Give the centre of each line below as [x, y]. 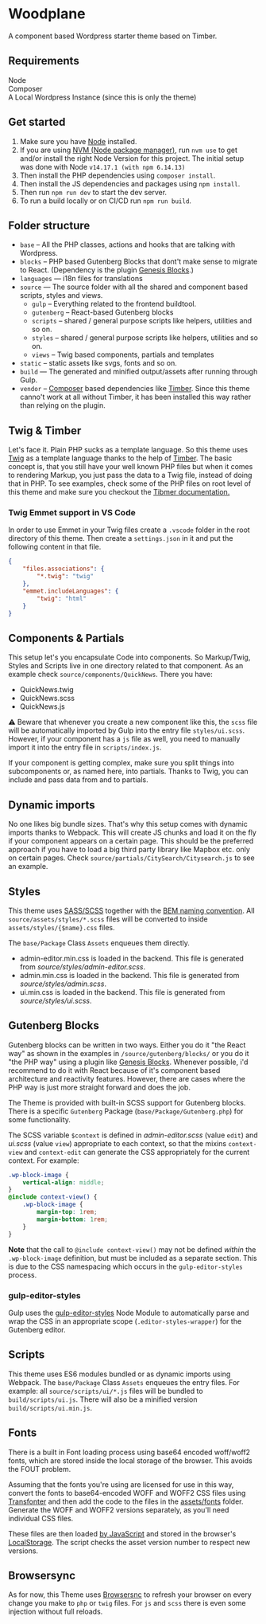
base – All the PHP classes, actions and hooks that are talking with [127, 245]
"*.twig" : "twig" [65, 577]
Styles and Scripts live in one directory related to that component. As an [126, 666]
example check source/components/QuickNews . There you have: [110, 675]
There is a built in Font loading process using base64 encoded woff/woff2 [129, 1452]
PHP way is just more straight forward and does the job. [99, 1087]
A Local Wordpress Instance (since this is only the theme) [102, 97]
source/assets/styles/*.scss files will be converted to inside [108, 919]
